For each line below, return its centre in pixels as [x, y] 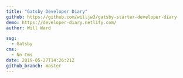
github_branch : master [34, 66]
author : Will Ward [28, 28]
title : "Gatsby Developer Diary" [47, 11]
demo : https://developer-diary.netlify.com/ [61, 22]
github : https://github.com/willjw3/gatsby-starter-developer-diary [91, 17]
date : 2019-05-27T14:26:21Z [40, 60]
